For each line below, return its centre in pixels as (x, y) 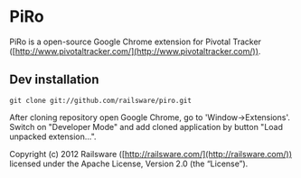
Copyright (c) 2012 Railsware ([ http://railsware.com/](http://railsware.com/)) (150, 154)
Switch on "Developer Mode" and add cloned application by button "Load (146, 126)
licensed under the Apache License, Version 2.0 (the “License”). (129, 164)
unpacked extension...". (53, 136)
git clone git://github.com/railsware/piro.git (101, 100)
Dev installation (54, 80)
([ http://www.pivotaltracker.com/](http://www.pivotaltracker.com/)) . (135, 51)
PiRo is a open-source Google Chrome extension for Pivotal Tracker (136, 42)
